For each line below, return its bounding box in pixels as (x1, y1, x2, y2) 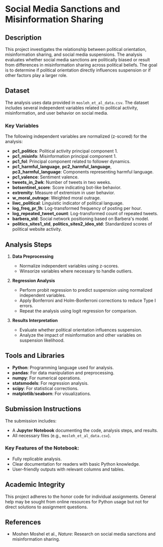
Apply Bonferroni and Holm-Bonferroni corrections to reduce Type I (19, 298, 156, 303)
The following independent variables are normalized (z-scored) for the (5, 133, 147, 139)
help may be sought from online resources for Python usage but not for (5, 498, 149, 504)
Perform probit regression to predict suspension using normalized (19, 287, 153, 293)
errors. (19, 302, 33, 308)
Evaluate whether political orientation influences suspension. (19, 327, 142, 333)
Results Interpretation (12, 317, 58, 323)
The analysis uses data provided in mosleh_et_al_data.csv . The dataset (5, 99, 149, 105)
